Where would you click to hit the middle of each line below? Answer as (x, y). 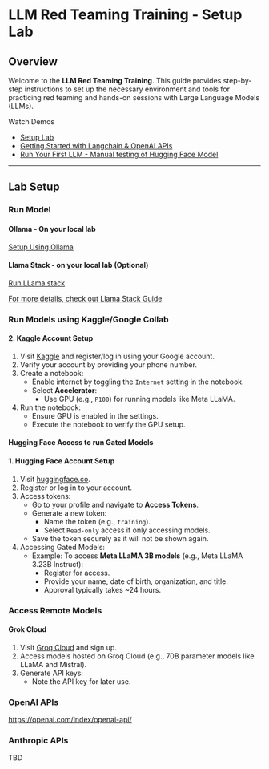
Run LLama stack (37, 283)
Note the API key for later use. (81, 681)
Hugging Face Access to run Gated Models (81, 443)
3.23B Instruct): (58, 564)
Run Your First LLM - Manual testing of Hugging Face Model (119, 154)
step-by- (237, 81)
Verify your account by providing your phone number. (108, 364)
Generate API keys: (52, 673)
